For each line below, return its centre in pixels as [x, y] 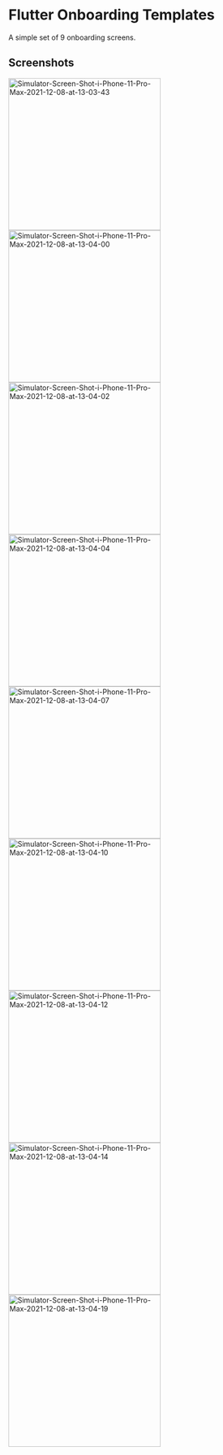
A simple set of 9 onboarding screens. [72, 37]
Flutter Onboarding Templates [111, 15]
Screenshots [41, 63]
